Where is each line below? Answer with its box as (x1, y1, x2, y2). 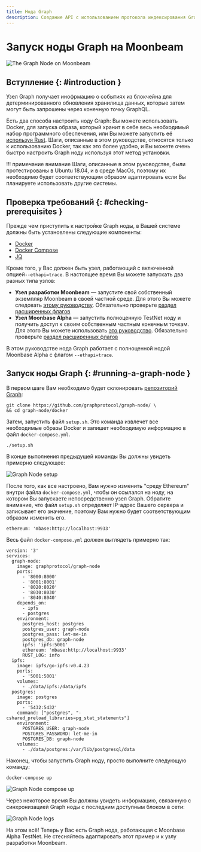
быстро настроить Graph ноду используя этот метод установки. (6, 149, 170, 156)
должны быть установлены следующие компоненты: (6, 228, 142, 236)
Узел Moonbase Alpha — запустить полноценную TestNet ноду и (14, 314, 181, 322)
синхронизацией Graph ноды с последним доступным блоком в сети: (6, 803, 185, 810)
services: (6, 552, 31, 559)
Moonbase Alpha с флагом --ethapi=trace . (6, 351, 114, 359)
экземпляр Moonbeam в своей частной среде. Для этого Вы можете (14, 295, 191, 303)
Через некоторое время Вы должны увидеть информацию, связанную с (6, 796, 191, 804)
